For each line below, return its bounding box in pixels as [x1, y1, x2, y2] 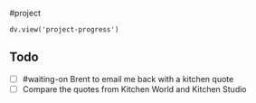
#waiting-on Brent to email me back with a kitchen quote [22, 73, 234, 84]
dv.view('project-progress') [9, 25, 119, 34]
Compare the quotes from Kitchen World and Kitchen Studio [22, 83, 247, 94]
